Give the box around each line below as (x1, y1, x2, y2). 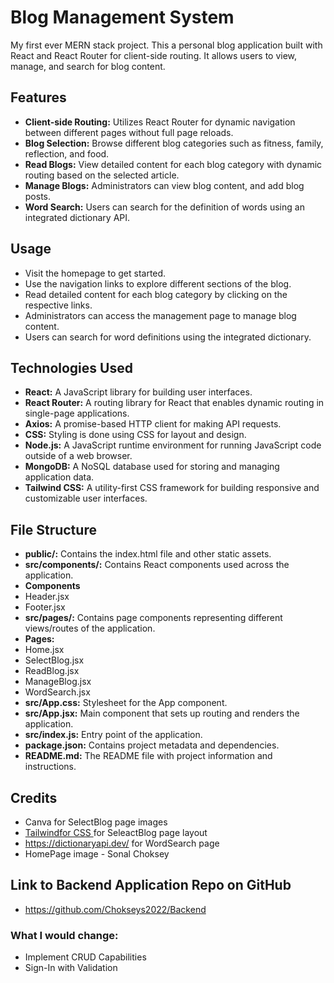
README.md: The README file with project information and (24, 750, 273, 762)
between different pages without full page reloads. (24, 126, 234, 138)
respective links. (24, 299, 93, 311)
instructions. (24, 761, 77, 773)
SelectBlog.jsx (24, 654, 85, 666)
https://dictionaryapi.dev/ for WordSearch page (24, 837, 220, 849)
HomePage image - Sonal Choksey (24, 848, 170, 860)
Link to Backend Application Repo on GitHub (10, 877, 292, 894)
